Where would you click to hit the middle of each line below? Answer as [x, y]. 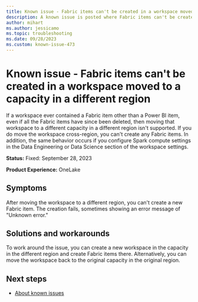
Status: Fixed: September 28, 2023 [49, 158]
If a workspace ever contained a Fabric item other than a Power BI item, [93, 115]
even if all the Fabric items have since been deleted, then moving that [90, 121]
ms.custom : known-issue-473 [41, 45]
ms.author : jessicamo [33, 28]
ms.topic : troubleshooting [39, 34]
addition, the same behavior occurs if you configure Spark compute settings [99, 140]
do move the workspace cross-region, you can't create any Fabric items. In [97, 134]
